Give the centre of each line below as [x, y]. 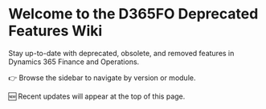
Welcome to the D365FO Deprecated [133, 14]
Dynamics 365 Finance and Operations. [74, 62]
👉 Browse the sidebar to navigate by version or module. [102, 78]
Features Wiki [55, 31]
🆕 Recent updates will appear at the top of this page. [97, 96]
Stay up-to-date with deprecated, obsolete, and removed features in [121, 53]
